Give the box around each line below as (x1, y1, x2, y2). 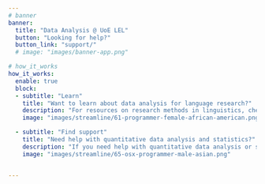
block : (15, 84, 37, 92)
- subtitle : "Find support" (15, 128, 108, 137)
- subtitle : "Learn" (15, 92, 83, 100)
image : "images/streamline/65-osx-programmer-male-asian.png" (22, 150, 231, 158)
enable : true (15, 77, 58, 85)
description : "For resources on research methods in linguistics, (22, 107, 245, 115)
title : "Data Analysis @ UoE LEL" (15, 26, 129, 34)
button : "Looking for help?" (15, 33, 111, 42)
